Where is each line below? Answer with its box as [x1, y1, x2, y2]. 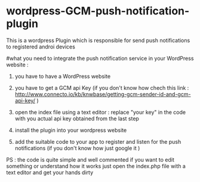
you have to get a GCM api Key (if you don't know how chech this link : [14, 84, 189, 91]
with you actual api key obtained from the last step [14, 115, 139, 122]
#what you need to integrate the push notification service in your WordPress [6, 54, 194, 62]
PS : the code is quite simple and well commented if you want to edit [6, 156, 174, 163]
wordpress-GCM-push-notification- [6, 4, 190, 18]
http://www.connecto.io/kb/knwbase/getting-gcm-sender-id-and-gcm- [14, 90, 191, 98]
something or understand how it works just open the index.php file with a [6, 162, 186, 169]
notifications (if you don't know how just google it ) [14, 144, 140, 151]
